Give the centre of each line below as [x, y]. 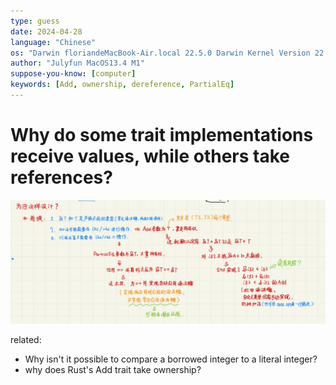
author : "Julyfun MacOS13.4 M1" [77, 63]
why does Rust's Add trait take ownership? [113, 370]
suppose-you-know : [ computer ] [73, 74]
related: [26, 340]
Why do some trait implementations [162, 135]
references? [61, 177]
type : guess [35, 21]
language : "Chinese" [53, 42]
